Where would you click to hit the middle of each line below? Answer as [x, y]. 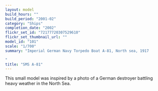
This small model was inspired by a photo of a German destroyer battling [79, 78]
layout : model [20, 10]
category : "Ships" [24, 23]
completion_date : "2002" [31, 28]
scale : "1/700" [21, 46]
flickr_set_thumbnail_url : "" [36, 37]
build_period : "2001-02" [31, 19]
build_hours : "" [22, 14]
